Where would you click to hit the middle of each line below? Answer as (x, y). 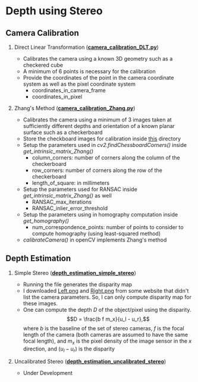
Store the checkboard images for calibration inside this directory (102, 139)
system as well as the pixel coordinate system (79, 84)
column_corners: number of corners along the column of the (106, 158)
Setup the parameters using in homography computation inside (100, 215)
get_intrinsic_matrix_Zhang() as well (67, 195)
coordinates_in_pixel (57, 97)
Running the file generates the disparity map (77, 284)
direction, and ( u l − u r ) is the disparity (69, 349)
